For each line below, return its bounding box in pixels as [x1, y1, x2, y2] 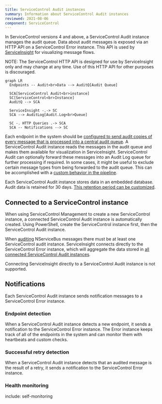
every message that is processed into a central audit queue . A [5, 139, 129, 145]
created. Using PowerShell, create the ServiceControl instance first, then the [5, 222, 158, 227]
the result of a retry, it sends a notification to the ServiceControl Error [5, 365, 143, 371]
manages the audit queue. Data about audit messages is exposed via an [5, 39, 148, 45]
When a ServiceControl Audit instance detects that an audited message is [5, 360, 152, 366]
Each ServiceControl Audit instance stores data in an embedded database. [5, 179, 154, 185]
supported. [5, 266, 27, 272]
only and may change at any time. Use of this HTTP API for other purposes [5, 64, 154, 70]
